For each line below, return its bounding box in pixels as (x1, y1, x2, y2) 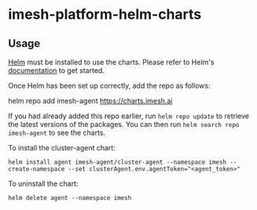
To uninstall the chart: (8, 179, 79, 188)
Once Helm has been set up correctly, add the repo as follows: (8, 81, 211, 90)
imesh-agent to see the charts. (8, 128, 106, 137)
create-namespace (8, 165, 65, 173)
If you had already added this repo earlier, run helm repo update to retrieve (8, 111, 250, 121)
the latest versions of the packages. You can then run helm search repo (8, 120, 240, 129)
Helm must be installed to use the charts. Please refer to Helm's (8, 57, 215, 67)
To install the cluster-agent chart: (8, 143, 116, 152)
